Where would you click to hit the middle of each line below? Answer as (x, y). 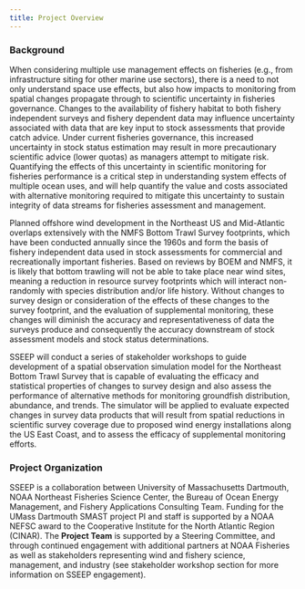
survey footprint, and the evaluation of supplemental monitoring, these (142, 310)
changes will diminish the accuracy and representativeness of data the (142, 319)
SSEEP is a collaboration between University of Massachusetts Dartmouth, (149, 488)
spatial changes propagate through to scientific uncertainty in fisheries (142, 98)
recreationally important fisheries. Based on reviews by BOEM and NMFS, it (151, 262)
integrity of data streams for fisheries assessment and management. (138, 205)
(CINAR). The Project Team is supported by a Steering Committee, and (142, 536)
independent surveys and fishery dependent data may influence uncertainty (152, 118)
